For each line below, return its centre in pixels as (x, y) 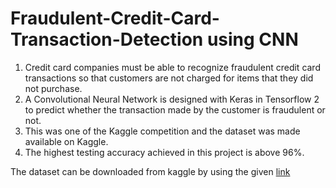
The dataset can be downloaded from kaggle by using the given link (150, 171)
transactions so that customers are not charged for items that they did (169, 78)
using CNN (252, 39)
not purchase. (53, 88)
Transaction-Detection (107, 39)
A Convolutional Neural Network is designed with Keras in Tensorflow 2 (172, 99)
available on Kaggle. (66, 141)
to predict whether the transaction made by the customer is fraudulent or (175, 109)
